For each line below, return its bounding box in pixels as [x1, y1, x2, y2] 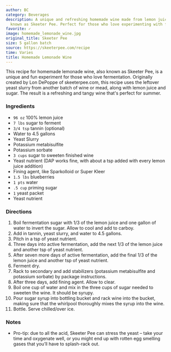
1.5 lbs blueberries [13, 174, 55, 180]
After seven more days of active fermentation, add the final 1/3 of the [13, 252, 158, 258]
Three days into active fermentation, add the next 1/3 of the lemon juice [13, 241, 163, 247]
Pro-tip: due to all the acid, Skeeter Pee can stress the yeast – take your [13, 330, 163, 336]
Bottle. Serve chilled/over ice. [13, 306, 75, 312]
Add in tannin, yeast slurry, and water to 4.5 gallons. [13, 230, 122, 236]
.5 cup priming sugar [13, 184, 57, 190]
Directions [6, 208, 32, 215]
